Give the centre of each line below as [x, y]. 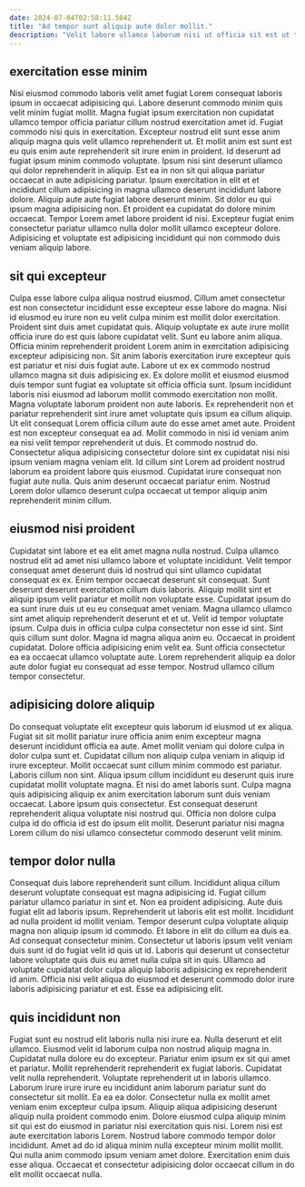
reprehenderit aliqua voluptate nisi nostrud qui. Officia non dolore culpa [143, 813]
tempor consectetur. [48, 676]
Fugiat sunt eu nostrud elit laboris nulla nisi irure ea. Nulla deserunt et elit [146, 1039]
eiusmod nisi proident [72, 529]
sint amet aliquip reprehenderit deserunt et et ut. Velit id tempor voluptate [147, 618]
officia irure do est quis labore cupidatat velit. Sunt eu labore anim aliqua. [146, 336]
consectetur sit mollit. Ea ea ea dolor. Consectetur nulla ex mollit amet [140, 1097]
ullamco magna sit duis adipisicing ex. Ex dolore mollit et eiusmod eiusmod [149, 375]
